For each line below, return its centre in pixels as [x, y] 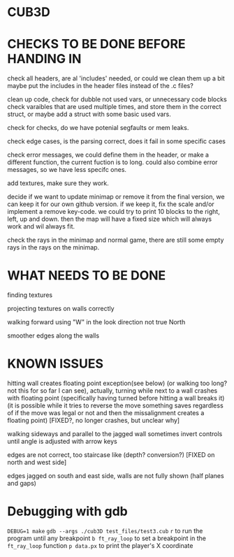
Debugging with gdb [67, 512]
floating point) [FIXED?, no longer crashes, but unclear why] [94, 420]
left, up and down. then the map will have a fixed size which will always [109, 219]
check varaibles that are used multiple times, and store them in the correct [114, 107]
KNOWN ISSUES [55, 364]
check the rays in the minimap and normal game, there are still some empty [116, 240]
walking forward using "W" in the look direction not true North [96, 322]
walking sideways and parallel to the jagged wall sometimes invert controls [115, 434]
